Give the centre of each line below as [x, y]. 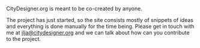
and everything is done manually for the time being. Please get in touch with [100, 26]
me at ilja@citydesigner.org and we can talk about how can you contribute [98, 33]
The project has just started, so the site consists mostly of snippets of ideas [100, 20]
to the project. [23, 39]
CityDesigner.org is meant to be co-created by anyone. [74, 9]
